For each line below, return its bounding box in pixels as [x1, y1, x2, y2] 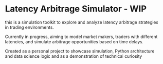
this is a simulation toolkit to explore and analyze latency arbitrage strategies [5, 19, 159, 25]
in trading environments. [5, 24, 54, 30]
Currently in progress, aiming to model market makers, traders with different [5, 34, 158, 39]
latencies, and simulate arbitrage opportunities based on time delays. [5, 38, 144, 44]
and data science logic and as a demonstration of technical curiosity [5, 53, 142, 59]
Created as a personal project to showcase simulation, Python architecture [5, 48, 155, 54]
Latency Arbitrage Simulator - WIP [5, 3, 147, 14]
